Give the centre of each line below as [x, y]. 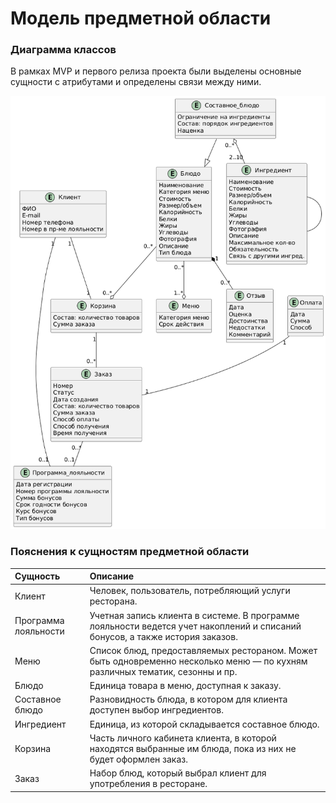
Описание [112, 576]
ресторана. [113, 601]
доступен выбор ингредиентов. [156, 710]
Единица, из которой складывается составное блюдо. [204, 724]
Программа [39, 621]
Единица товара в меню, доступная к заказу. [185, 686]
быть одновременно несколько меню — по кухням [198, 661]
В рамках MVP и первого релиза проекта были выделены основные [156, 71]
